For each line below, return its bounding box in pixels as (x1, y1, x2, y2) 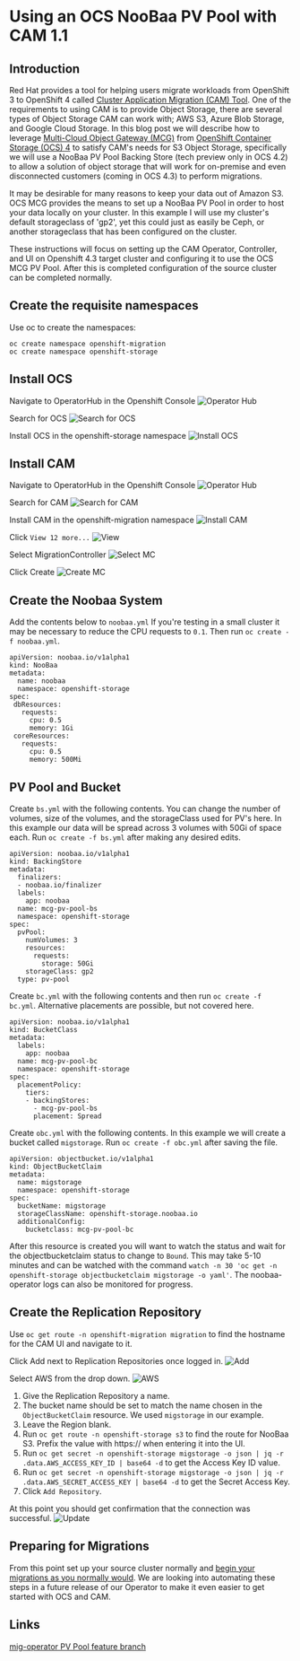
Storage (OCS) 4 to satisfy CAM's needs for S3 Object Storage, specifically (9, 142, 287, 153)
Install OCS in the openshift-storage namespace (9, 430, 186, 441)
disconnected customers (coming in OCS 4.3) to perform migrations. (9, 170, 262, 181)
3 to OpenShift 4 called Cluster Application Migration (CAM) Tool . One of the (9, 94, 292, 105)
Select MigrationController (9, 549, 107, 560)
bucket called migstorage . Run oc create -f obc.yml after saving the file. (9, 1137, 279, 1148)
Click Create (9, 567, 56, 578)
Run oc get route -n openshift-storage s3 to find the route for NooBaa (21, 1429, 289, 1439)
